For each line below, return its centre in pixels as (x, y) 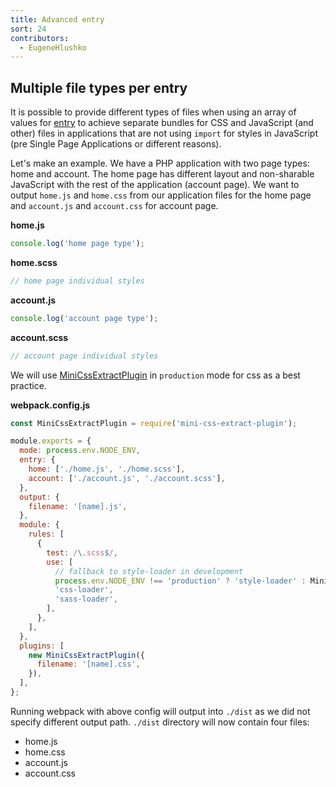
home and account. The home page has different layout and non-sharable (162, 174)
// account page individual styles (84, 356)
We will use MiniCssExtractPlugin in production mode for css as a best (155, 375)
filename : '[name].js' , (78, 506)
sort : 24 (28, 29)
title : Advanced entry (57, 19)
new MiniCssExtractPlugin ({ (86, 655)
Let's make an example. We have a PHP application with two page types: (160, 163)
